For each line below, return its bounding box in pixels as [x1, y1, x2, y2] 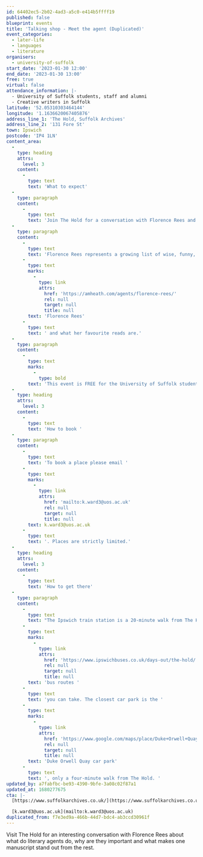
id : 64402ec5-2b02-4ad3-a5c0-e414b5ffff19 [6, 8, 115, 15]
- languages [11, 43, 42, 49]
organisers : [6, 54, 36, 60]
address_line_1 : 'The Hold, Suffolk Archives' [6, 116, 126, 122]
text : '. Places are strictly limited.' [28, 539, 131, 545]
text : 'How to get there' [28, 584, 94, 590]
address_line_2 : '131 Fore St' [6, 122, 85, 128]
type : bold [38, 375, 66, 381]
